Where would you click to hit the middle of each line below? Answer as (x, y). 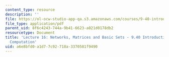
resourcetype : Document (30, 33)
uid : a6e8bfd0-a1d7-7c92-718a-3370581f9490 (52, 47)
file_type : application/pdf (35, 24)
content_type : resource (30, 10)
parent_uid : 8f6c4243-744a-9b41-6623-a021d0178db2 (59, 28)
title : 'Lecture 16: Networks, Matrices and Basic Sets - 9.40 (73, 38)
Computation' (23, 42)
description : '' (22, 14)
